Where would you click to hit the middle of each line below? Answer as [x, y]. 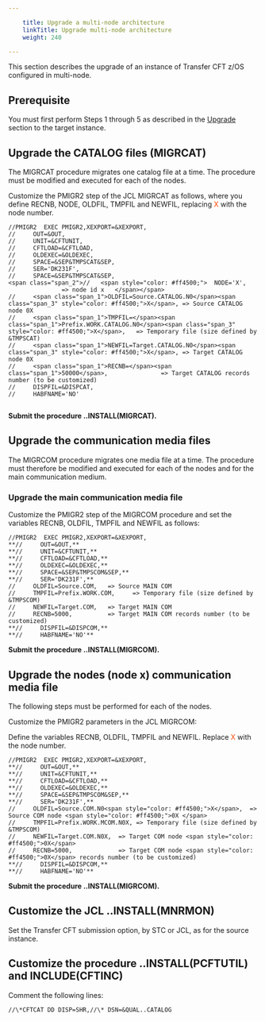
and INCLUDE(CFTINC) [66, 976]
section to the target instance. [57, 128]
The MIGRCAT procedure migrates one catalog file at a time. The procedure [132, 172]
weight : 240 [42, 37]
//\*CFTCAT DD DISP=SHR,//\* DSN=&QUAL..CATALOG [90, 1010]
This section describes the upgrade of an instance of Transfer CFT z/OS [126, 67]
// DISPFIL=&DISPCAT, [51, 387]
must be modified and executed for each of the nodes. [97, 180]
